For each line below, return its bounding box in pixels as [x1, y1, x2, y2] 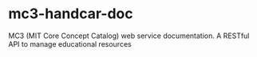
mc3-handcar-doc [8, 5, 133, 23]
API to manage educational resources [8, 39, 132, 48]
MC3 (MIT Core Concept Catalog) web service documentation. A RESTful [8, 31, 250, 40]
